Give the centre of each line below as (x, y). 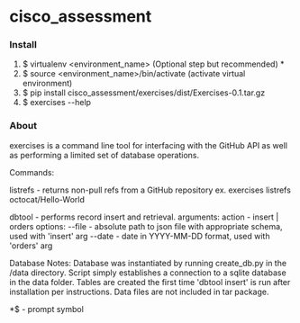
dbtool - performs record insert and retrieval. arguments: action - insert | (144, 217)
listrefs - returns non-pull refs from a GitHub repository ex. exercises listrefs (150, 190)
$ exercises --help (57, 103)
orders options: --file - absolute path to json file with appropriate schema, (146, 226)
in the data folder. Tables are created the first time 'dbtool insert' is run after (150, 282)
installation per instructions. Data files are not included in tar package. (139, 292)
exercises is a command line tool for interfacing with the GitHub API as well (149, 145)
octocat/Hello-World (47, 199)
